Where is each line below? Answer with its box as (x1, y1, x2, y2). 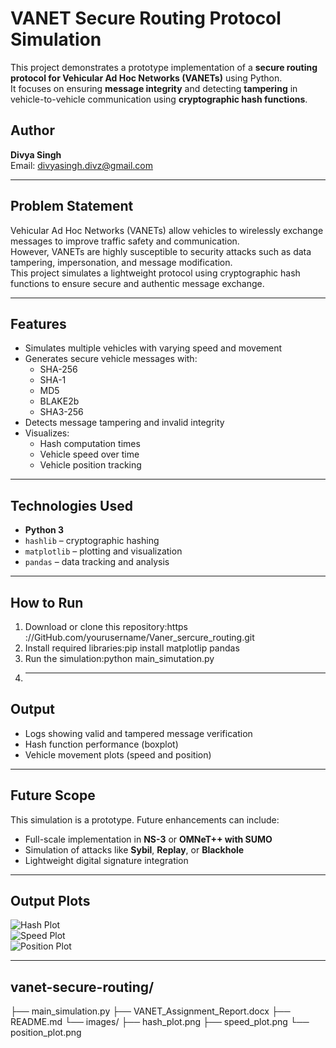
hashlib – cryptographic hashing (24, 535, 160, 547)
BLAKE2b (39, 395, 80, 407)
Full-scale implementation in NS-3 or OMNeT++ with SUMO (24, 833, 273, 845)
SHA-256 (39, 363, 78, 376)
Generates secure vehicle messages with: (24, 353, 198, 365)
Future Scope (10, 787, 96, 804)
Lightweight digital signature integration (24, 854, 189, 866)
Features (10, 315, 67, 332)
